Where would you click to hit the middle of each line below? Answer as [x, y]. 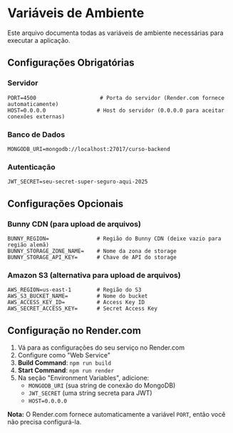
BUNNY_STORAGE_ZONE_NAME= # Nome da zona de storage [92, 251]
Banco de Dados [36, 135]
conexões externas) [36, 116]
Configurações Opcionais [66, 203]
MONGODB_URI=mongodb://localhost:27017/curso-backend [89, 149]
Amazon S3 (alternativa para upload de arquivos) [94, 275]
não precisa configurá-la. [45, 422]
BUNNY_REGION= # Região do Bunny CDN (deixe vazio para [114, 239]
